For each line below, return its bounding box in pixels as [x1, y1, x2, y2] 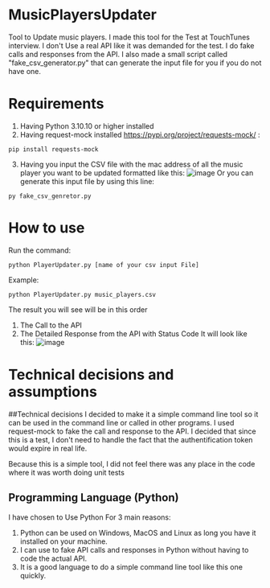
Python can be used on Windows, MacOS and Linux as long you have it [19, 528, 256, 537]
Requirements [8, 95, 104, 113]
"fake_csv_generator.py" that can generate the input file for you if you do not [8, 58, 262, 68]
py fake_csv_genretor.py [8, 191, 92, 200]
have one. [8, 66, 42, 76]
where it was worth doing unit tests [8, 467, 125, 477]
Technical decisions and [8, 366, 174, 384]
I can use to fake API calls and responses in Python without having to [19, 545, 249, 554]
